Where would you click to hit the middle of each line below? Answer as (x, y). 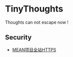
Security (18, 37)
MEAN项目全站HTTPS (34, 50)
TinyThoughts (34, 9)
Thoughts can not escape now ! (37, 22)
